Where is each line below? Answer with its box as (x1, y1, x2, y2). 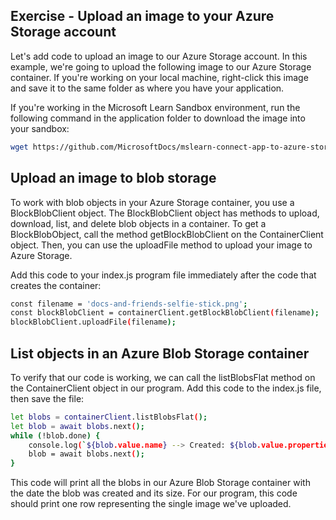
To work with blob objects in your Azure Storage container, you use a (10, 196, 295, 208)
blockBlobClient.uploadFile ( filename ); (10, 317, 177, 328)
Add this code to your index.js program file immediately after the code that (10, 269, 317, 281)
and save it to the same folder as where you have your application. (10, 82, 285, 94)
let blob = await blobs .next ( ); (10, 421, 145, 431)
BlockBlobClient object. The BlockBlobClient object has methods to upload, (10, 207, 320, 219)
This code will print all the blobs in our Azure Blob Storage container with (10, 477, 311, 489)
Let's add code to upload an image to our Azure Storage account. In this (10, 50, 308, 62)
